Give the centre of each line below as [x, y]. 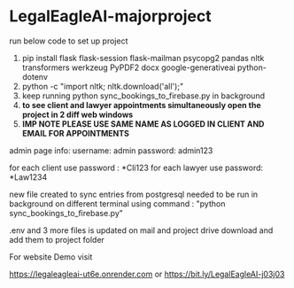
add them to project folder [57, 239]
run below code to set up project [69, 41]
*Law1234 [28, 177]
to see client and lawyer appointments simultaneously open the [141, 105]
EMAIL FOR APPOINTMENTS [76, 133]
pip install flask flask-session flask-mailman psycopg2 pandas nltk [143, 58]
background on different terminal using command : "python [117, 203]
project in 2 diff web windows [77, 114]
